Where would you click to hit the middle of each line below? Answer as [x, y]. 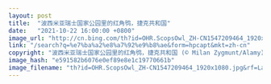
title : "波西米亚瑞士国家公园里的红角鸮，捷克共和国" [90, 23]
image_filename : [35, 68]
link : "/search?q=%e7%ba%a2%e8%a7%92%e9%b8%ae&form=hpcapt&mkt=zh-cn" [129, 46]
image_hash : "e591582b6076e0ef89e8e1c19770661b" [92, 61]
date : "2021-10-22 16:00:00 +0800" [72, 30]
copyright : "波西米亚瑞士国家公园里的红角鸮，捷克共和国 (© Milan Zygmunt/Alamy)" [138, 53]
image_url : [27, 38]
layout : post [30, 16]
